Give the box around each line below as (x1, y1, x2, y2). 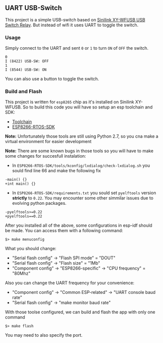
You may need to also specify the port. (5, 332, 83, 338)
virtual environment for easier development (5, 139, 91, 144)
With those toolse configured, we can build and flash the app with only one (5, 309, 156, 315)
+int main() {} (5, 181, 36, 186)
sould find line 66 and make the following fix (12, 168, 101, 174)
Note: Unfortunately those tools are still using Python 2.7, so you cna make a (5, 133, 159, 139)
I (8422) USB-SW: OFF (5, 59, 49, 64)
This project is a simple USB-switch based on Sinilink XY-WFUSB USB (5, 17, 145, 22)
